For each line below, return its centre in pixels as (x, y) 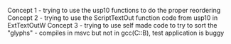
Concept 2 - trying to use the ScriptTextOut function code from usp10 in (113, 18)
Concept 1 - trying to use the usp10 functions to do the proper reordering (114, 10)
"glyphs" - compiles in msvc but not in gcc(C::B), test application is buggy (116, 33)
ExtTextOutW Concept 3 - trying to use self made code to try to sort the (112, 25)
